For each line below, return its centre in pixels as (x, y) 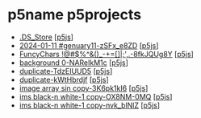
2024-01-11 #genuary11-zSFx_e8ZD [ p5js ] (89, 45)
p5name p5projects (75, 15)
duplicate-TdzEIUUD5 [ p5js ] (66, 71)
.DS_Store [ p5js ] (46, 37)
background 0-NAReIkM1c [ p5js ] (73, 63)
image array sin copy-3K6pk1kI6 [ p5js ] (84, 88)
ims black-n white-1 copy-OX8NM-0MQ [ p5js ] (96, 96)
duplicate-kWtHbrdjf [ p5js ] (64, 79)
